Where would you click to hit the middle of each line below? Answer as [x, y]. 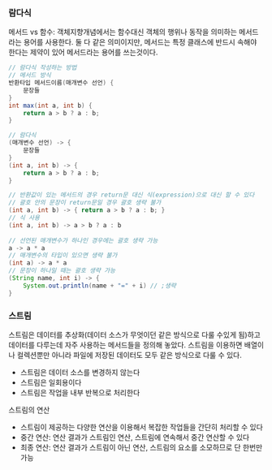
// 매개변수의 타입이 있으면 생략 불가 [63, 256]
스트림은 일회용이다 [51, 382]
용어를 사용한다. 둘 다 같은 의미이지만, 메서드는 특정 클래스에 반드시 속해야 [140, 42]
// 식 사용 [24, 218]
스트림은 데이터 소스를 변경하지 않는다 [80, 372]
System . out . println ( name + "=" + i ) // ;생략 [99, 286]
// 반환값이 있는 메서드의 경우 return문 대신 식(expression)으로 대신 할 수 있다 [132, 195]
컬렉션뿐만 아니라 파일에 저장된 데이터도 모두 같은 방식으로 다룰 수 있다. [129, 355]
